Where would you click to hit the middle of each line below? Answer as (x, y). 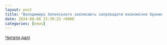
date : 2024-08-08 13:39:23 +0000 (40, 19)
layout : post (19, 10)
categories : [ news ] (25, 23)
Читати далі (18, 38)
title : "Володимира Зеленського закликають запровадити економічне (77, 14)
